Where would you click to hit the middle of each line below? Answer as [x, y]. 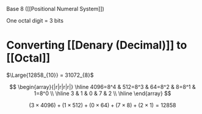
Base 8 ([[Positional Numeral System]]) [56, 9]
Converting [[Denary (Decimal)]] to [97, 45]
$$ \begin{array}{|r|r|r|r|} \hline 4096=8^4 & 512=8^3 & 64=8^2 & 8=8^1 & [103, 87]
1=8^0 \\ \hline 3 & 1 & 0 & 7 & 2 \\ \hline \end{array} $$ [103, 93]
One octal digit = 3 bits [35, 20]
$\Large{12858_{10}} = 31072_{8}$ [50, 75]
